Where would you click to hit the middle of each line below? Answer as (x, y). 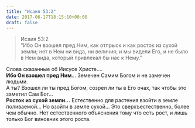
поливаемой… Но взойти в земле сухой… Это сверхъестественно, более (98, 107)
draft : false (22, 22)
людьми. (17, 82)
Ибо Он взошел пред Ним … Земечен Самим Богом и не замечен (88, 75)
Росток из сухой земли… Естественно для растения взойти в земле (92, 100)
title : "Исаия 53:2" (31, 11)
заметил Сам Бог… (30, 94)
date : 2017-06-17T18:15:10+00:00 (47, 17)
